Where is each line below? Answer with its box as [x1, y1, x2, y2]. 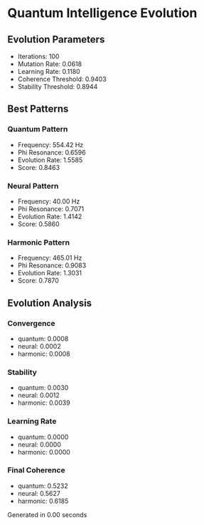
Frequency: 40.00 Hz [17, 197, 80, 206]
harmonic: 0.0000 [17, 447, 71, 456]
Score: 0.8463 [17, 163, 60, 171]
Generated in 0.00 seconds [7, 510, 87, 519]
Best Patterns [7, 103, 69, 115]
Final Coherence [7, 465, 65, 475]
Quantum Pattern [7, 124, 68, 134]
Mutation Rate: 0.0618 [17, 60, 82, 68]
